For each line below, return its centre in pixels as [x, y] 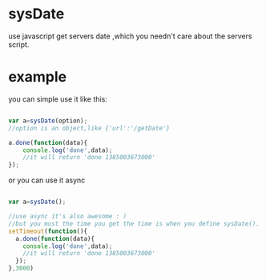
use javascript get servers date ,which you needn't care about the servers [130, 36]
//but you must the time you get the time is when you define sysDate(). [134, 224]
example [38, 77]
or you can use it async [47, 180]
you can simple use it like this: [58, 99]
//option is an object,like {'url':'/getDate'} [89, 128]
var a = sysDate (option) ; [48, 121]
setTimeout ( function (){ [48, 231]
